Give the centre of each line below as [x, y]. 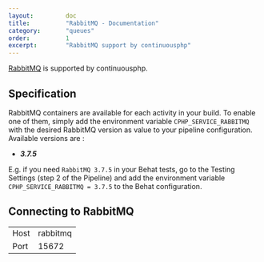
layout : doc [43, 16]
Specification [42, 93]
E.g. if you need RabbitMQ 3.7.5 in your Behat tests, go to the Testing [122, 169]
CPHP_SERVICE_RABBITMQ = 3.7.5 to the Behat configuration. [105, 186]
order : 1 [39, 38]
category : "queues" [51, 30]
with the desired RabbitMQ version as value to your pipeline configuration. [131, 130]
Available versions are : [46, 138]
